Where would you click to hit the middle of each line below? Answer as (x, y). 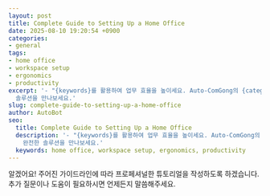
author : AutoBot (35, 113)
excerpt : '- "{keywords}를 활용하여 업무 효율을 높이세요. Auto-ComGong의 (123, 90)
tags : (17, 53)
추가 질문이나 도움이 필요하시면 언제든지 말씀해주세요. (92, 184)
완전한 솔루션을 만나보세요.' (63, 143)
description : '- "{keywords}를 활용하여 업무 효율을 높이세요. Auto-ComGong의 (138, 135)
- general (25, 46)
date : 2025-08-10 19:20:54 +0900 (64, 31)
